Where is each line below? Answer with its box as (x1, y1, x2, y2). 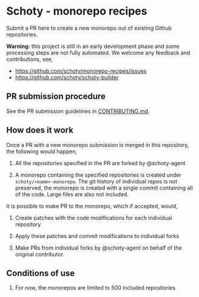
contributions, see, (6, 55, 53, 63)
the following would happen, (6, 148, 78, 155)
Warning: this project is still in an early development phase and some (6, 43, 180, 50)
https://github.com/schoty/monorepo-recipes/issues (15, 67, 147, 74)
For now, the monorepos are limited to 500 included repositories (15, 284, 176, 292)
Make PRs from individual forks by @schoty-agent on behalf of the (15, 244, 182, 251)
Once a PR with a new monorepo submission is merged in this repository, (6, 141, 189, 148)
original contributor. (15, 250, 65, 258)
